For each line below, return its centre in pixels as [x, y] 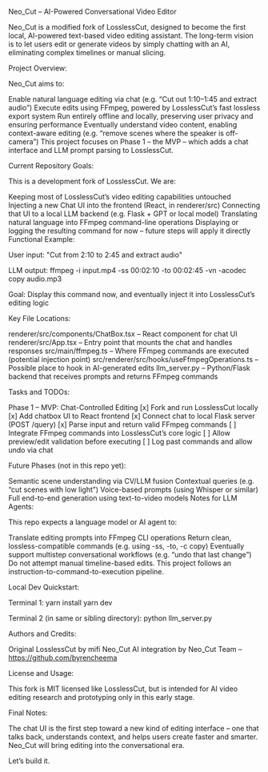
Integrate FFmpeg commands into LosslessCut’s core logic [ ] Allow [119, 433]
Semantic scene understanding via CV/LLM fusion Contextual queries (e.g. [131, 481]
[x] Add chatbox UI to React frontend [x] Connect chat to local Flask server [132, 416]
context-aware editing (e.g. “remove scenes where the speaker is [116, 133]
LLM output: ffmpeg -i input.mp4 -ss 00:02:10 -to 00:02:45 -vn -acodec [127, 270]
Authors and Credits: [42, 633]
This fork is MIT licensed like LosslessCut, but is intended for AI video [123, 689]
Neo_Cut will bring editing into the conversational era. [96, 745]
